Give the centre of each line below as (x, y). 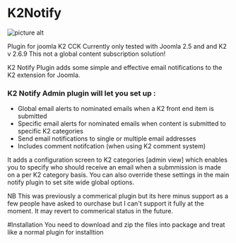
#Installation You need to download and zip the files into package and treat (116, 225)
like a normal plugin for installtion (55, 232)
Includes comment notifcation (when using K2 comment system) (112, 146)
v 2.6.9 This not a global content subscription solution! (87, 54)
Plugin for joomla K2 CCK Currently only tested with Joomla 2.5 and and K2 (117, 46)
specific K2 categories (50, 131)
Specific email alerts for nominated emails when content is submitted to (122, 124)
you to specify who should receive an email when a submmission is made (114, 167)
